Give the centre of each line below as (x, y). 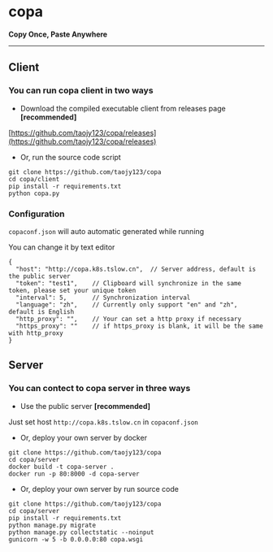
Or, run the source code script (71, 157)
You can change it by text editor (62, 247)
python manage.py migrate (52, 525)
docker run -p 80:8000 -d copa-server (74, 474)
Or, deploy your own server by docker (84, 437)
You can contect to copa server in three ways (100, 389)
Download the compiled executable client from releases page (123, 108)
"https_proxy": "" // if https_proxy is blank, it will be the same (140, 326)
